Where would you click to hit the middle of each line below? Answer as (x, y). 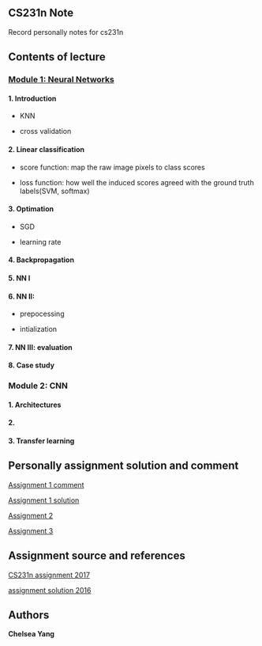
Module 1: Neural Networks (61, 80)
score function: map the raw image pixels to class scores (112, 167)
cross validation (45, 131)
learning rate (40, 241)
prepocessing (42, 314)
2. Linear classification (47, 149)
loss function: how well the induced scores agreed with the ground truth (137, 182)
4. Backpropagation (41, 260)
